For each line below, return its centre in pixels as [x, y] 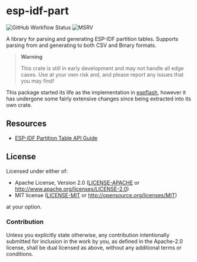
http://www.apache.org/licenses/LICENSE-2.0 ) [72, 189]
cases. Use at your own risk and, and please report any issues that [102, 74]
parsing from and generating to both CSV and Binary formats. [81, 45]
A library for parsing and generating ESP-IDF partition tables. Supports [92, 39]
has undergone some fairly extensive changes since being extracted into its [99, 99]
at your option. [24, 207]
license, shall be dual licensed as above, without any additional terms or [94, 247]
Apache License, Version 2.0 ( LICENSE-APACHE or [77, 182]
